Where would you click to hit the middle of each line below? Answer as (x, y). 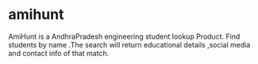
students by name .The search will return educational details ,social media (129, 44)
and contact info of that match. (59, 53)
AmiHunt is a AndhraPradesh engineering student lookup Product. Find (124, 36)
